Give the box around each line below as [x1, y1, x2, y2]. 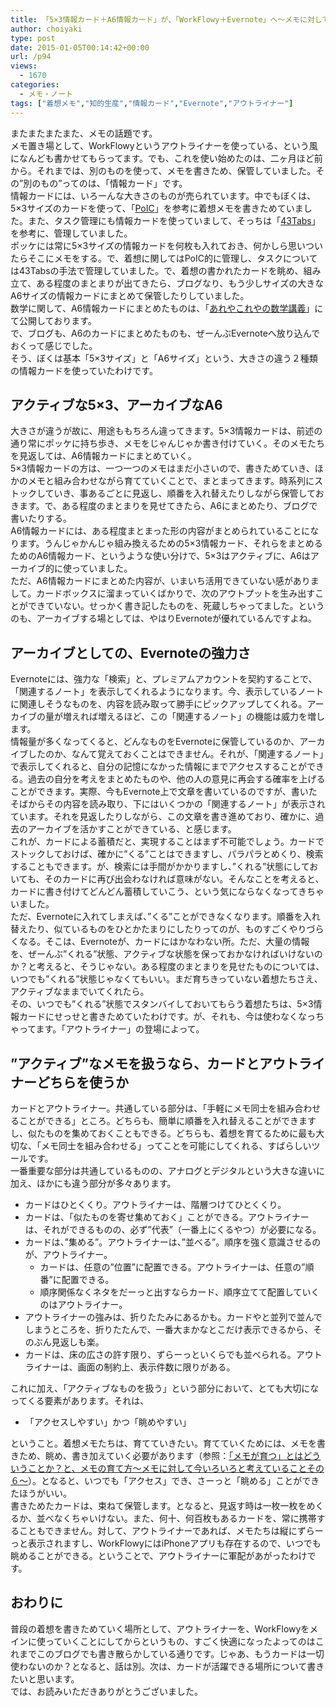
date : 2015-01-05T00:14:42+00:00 [10, 42, 150, 53]
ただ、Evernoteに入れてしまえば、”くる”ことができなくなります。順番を [10, 911, 303, 923]
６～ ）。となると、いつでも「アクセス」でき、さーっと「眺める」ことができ [10, 1474, 320, 1486]
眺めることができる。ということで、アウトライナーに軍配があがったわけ [10, 1549, 308, 1561]
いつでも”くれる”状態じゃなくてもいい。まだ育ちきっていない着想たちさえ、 [10, 973, 323, 985]
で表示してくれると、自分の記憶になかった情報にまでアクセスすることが [10, 761, 307, 773]
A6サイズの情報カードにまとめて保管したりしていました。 [10, 289, 250, 301]
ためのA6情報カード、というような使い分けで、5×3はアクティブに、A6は [10, 550, 311, 562]
